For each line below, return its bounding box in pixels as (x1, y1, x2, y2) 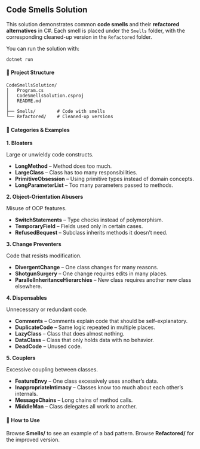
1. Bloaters (6, 140, 33, 147)
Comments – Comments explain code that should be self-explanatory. (14, 318, 188, 325)
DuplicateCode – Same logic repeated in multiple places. (14, 324, 155, 331)
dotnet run (6, 56, 33, 62)
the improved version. (6, 436, 60, 444)
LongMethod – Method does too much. (14, 162, 112, 170)
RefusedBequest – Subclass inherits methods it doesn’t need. (14, 229, 168, 236)
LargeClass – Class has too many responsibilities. (14, 169, 137, 176)
